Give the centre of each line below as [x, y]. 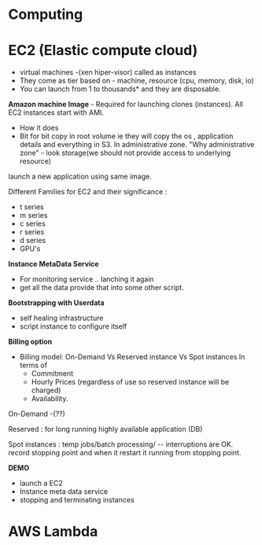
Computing [46, 15]
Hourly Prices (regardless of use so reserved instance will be [130, 382]
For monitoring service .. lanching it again [87, 279]
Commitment [52, 374]
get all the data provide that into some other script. [101, 288]
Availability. [50, 399]
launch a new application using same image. [80, 177]
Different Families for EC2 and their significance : [88, 192]
